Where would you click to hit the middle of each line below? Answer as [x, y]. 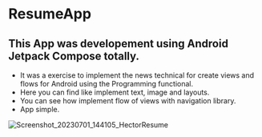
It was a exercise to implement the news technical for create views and [137, 75]
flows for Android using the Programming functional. [107, 84]
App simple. [40, 109]
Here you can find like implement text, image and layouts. [115, 92]
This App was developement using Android [118, 44]
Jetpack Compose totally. [74, 56]
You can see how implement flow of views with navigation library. [128, 101]
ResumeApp [50, 14]
